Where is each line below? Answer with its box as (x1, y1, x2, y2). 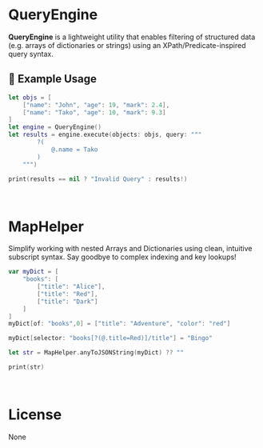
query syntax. (8, 49, 54, 58)
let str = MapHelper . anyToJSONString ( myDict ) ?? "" (8, 349, 184, 357)
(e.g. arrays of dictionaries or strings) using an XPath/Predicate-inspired (8, 40, 246, 50)
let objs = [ (8, 94, 52, 102)
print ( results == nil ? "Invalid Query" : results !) (8, 174, 188, 183)
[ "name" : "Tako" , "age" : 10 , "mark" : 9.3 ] (22, 108, 166, 117)
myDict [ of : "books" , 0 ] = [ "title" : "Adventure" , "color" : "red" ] (8, 320, 231, 328)
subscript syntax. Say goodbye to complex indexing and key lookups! (8, 252, 237, 262)
